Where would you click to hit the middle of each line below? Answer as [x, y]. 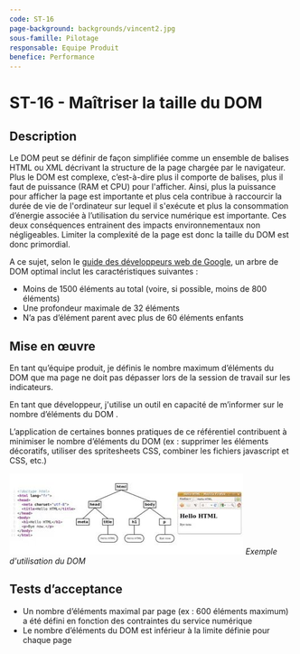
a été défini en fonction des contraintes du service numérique [137, 621]
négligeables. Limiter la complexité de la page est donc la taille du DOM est [149, 235]
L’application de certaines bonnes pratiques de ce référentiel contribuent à [148, 431]
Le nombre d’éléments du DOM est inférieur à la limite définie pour [146, 630]
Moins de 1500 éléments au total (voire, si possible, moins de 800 [145, 289]
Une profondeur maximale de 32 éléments [101, 308]
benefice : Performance [52, 57]
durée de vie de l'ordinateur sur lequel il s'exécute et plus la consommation [149, 206]
